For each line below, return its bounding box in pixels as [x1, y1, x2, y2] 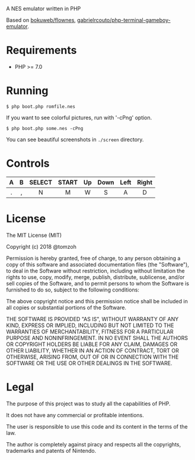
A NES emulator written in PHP [6, 5, 81, 12]
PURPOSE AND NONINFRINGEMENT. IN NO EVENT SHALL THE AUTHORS [6, 334, 188, 341]
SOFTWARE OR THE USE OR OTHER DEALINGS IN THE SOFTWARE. [6, 359, 172, 367]
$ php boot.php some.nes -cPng [6, 125, 84, 131]
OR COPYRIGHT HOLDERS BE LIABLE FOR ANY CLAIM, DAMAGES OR [6, 341, 178, 348]
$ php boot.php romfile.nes [6, 103, 76, 109]
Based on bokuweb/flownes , [6, 17, 76, 23]
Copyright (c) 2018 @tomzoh [6, 243, 77, 250]
